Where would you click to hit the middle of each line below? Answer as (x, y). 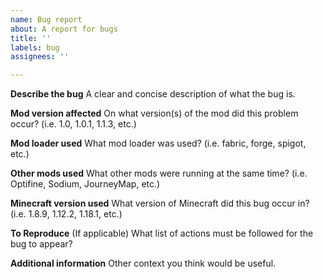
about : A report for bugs (64, 29)
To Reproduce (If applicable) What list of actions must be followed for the (162, 233)
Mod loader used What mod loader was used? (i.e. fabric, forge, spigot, (158, 143)
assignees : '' (40, 57)
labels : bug (35, 47)
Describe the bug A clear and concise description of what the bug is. (153, 94)
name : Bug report (46, 19)
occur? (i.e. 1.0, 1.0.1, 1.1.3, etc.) (73, 124)
